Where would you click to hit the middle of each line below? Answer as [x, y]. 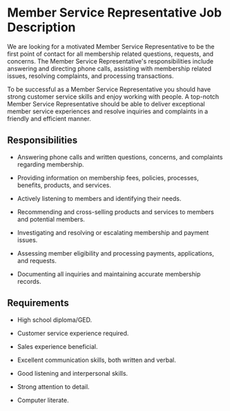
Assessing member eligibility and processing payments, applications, [115, 253]
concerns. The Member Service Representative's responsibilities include [111, 61]
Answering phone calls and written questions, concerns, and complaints [120, 157]
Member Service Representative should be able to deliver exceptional [106, 104]
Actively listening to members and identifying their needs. [99, 198]
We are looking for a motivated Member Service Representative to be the [111, 46]
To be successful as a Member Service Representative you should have [109, 89]
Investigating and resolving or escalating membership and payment [113, 232]
